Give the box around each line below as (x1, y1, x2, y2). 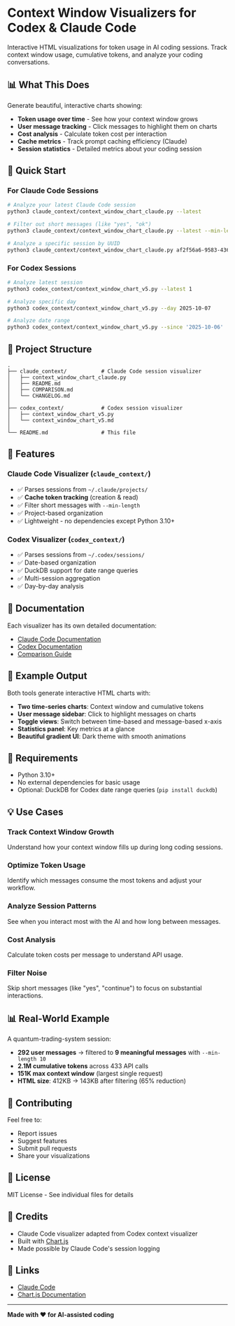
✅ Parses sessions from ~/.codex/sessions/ (17, 551, 145, 559)
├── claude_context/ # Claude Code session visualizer (7, 368, 201, 375)
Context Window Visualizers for (7, 5, 197, 21)
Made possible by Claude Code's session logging (17, 1244, 160, 1252)
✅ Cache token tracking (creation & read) (17, 492, 138, 502)
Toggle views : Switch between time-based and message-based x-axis (17, 717, 222, 726)
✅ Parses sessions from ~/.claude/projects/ (17, 485, 148, 493)
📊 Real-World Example (7, 1012, 110, 1024)
